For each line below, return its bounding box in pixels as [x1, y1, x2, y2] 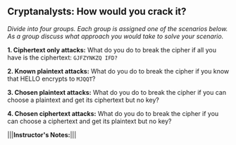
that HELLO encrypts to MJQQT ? [7, 74, 97, 83]
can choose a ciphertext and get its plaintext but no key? [7, 117, 172, 125]
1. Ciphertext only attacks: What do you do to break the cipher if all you [7, 45, 217, 54]
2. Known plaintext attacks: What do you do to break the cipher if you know [7, 66, 230, 75]
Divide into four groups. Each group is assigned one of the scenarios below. [7, 24, 228, 33]
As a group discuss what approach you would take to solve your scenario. [7, 32, 224, 40]
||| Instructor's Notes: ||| [7, 130, 77, 139]
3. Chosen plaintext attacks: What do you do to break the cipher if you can [7, 88, 227, 96]
